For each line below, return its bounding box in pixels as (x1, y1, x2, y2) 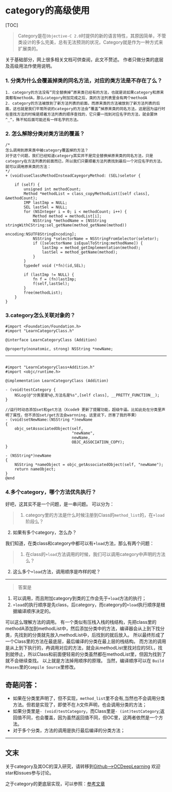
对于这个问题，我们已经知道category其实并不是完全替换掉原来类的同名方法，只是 (5, 153, 154, 158)
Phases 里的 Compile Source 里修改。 (5, 664, 78, 670)
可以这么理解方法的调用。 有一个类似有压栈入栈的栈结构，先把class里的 (5, 619, 157, 625)
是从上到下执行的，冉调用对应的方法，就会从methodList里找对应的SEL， (5, 645, 158, 651)
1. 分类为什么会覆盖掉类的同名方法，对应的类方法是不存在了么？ (5, 77, 163, 84)
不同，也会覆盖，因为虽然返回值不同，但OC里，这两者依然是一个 (21, 714, 159, 721)
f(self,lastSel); (32, 281, 70, 286)
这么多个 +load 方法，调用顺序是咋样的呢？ (12, 569, 101, 575)
